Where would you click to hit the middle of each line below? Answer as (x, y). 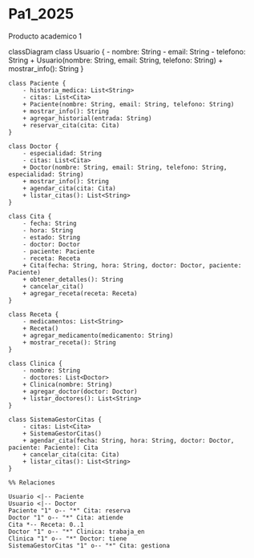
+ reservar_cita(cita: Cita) (71, 125)
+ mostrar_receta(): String (69, 342)
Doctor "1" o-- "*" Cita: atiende (66, 517)
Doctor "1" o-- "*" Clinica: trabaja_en (77, 532)
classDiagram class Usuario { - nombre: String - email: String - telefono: (127, 51)
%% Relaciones (32, 482)
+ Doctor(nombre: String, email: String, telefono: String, (125, 167)
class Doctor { (34, 146)
